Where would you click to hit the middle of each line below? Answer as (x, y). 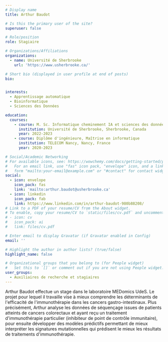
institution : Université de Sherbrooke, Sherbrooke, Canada (82, 129)
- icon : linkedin (28, 194)
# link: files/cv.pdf (30, 227)
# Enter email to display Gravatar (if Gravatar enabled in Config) (78, 236)
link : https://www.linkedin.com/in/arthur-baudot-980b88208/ (79, 204)
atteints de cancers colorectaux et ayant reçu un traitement (66, 313)
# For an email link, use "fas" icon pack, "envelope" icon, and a (79, 166)
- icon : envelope (28, 180)
